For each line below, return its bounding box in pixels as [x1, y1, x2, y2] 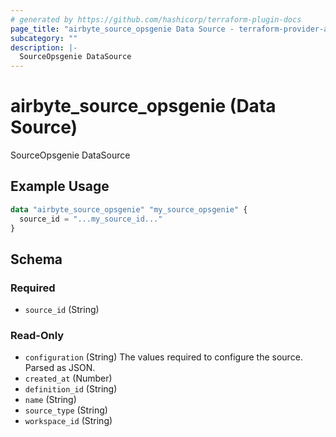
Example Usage [10, 178, 110, 195]
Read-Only [10, 329, 65, 343]
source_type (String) [24, 404, 108, 416]
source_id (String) [24, 304, 100, 316]
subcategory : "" [10, 33, 78, 43]
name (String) [24, 394, 77, 406]
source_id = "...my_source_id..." [19, 214, 163, 224]
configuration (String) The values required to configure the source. [24, 351, 303, 363]
